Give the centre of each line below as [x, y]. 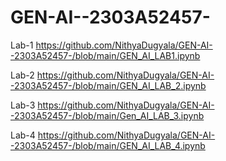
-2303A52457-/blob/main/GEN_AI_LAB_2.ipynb [108, 85]
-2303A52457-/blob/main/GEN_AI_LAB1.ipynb [105, 55]
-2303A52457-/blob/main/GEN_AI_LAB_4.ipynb [108, 145]
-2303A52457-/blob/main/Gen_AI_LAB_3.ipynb [107, 115]
